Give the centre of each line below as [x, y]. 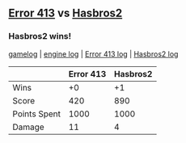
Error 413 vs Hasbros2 [66, 13]
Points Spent [36, 114]
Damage [28, 127]
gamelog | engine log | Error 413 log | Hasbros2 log [93, 54]
